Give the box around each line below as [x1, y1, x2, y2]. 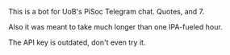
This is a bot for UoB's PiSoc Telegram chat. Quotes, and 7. [8, 7, 205, 16]
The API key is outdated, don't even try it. [8, 37, 146, 47]
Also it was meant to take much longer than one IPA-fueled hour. [8, 22, 224, 31]
